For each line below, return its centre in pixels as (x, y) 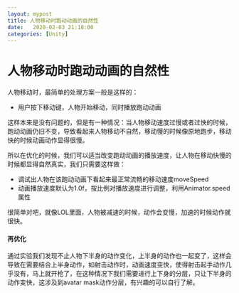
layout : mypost (30, 14)
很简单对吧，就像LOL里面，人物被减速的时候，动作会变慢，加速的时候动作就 (119, 212)
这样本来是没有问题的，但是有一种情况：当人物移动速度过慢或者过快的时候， (119, 122)
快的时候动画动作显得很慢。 (48, 140)
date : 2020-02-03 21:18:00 (51, 27)
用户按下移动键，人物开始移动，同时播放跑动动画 (89, 107)
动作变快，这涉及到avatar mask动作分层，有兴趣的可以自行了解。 (103, 282)
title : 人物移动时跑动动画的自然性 (53, 21)
